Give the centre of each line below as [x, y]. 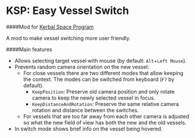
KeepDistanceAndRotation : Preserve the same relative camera [105, 104]
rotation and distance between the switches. [85, 110]
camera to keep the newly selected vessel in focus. [94, 98]
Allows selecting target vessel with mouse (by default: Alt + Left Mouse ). [100, 61]
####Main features [29, 49]
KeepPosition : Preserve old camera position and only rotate [103, 91]
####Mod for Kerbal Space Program [50, 27]
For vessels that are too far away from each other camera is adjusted [106, 116]
